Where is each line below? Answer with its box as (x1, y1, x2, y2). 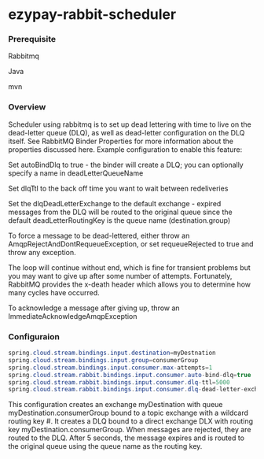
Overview (8, 102, 46, 113)
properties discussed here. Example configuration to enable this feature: (8, 144, 243, 154)
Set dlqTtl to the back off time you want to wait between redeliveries (8, 183, 229, 193)
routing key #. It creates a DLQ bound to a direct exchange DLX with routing (8, 416, 254, 426)
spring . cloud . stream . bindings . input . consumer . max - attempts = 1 (8, 364, 213, 372)
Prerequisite (8, 34, 57, 45)
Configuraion (8, 331, 60, 342)
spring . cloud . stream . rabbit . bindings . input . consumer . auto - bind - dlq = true (8, 371, 251, 379)
